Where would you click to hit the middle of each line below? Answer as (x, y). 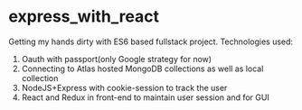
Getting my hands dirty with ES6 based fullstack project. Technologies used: (151, 41)
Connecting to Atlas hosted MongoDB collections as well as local (142, 69)
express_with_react (84, 17)
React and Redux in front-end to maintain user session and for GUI (146, 97)
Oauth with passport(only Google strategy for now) (117, 59)
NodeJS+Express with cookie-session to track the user (124, 87)
